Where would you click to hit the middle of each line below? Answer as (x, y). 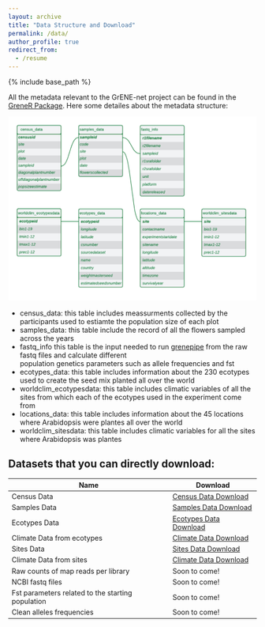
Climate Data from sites (50, 560)
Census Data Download (211, 497)
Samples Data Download (212, 508)
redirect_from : (33, 50)
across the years (47, 338)
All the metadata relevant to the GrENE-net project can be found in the (122, 97)
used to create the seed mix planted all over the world (107, 380)
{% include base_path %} (50, 82)
